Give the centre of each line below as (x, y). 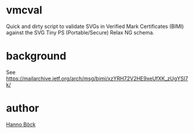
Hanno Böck (21, 124)
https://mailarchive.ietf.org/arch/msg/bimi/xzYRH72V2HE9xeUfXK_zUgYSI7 (97, 78)
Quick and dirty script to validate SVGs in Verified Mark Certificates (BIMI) (95, 26)
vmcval (24, 10)
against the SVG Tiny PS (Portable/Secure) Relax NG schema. (80, 32)
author (23, 108)
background (36, 56)
